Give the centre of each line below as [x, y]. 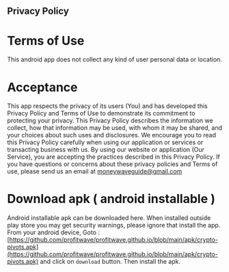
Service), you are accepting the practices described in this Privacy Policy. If [113, 157]
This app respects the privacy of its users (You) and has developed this [107, 106]
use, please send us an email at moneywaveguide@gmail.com [95, 172]
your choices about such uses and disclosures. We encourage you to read [112, 135]
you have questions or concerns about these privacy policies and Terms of [112, 164]
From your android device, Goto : [54, 232]
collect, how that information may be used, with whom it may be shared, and [114, 128]
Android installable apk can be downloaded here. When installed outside [109, 218]
